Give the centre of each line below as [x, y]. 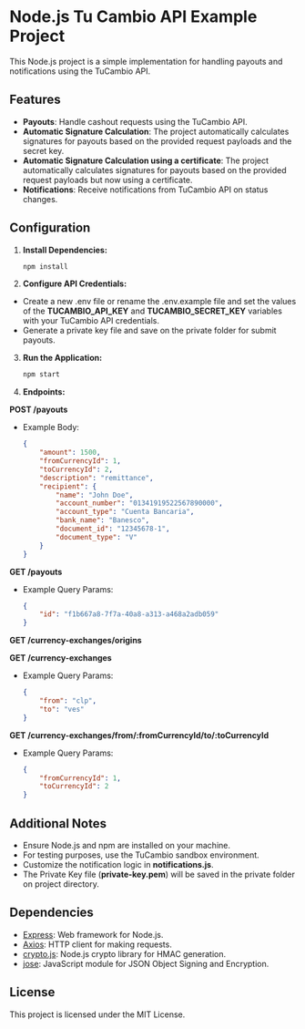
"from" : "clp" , [68, 701]
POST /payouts [39, 410]
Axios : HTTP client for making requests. [97, 944]
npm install [45, 266]
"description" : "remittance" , [97, 478]
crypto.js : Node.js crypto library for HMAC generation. [124, 953]
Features [35, 100]
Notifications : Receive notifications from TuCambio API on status [145, 190]
